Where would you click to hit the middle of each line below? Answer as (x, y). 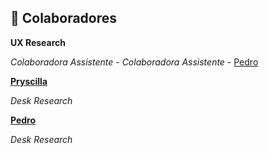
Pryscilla (29, 81)
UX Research (38, 42)
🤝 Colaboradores (64, 18)
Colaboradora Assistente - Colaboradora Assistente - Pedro (134, 62)
